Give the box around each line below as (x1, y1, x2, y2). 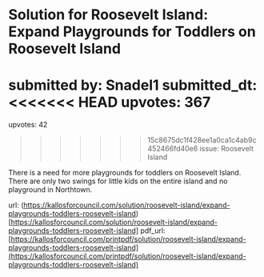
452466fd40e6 (147, 144, 198, 154)
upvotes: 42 (8, 120, 48, 130)
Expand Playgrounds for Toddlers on (8, 22, 256, 41)
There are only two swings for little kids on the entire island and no (8, 176, 228, 186)
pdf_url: (139, 226, 166, 235)
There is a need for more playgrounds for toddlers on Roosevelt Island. (8, 168, 242, 178)
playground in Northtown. (8, 185, 93, 195)
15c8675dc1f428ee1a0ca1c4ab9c (147, 135, 257, 145)
